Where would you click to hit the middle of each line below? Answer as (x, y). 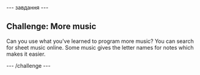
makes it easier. (26, 54)
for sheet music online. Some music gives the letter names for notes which (100, 47)
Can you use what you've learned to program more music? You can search (100, 41)
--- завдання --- (27, 8)
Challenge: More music (51, 26)
